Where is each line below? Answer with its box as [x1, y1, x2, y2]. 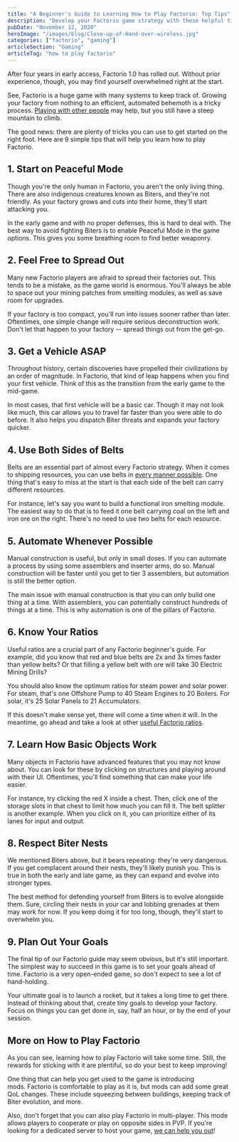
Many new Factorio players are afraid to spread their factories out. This [7, 273, 216, 282]
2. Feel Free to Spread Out [7, 254, 124, 267]
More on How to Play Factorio [7, 1035, 141, 1047]
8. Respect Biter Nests [7, 837, 108, 849]
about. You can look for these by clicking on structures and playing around [7, 765, 226, 773]
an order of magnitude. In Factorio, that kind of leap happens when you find [7, 371, 230, 381]
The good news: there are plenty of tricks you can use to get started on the [7, 127, 228, 136]
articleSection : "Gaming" [7, 43, 84, 51]
